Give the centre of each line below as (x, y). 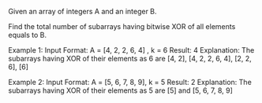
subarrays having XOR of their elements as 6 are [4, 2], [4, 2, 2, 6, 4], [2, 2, (130, 59)
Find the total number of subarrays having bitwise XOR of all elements (122, 26)
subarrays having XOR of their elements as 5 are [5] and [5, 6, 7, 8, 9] (120, 90)
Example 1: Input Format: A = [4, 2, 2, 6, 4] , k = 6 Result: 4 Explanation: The (131, 50)
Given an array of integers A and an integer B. (82, 11)
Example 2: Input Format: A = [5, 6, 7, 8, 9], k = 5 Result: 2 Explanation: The (130, 82)
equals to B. (28, 35)
